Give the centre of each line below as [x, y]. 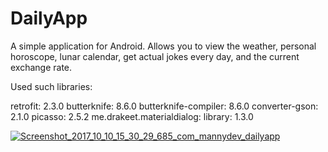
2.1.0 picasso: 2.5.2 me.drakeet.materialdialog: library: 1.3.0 [132, 116]
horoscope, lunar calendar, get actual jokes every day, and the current [155, 56]
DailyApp [49, 18]
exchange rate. [41, 67]
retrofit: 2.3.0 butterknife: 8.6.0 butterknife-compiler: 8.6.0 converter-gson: [164, 106]
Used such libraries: [51, 86]
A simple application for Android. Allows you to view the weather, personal [163, 46]
